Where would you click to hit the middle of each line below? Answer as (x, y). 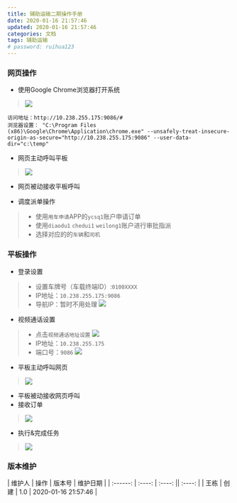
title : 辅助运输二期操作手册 (45, 14)
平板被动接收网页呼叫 (49, 395)
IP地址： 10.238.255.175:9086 (78, 295)
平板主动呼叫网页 (43, 367)
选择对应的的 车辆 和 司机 (68, 234)
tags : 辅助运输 (28, 40)
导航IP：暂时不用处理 (66, 304)
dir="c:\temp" (28, 144)
